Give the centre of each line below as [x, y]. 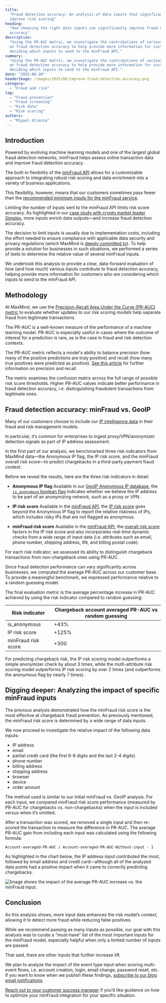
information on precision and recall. [41, 369]
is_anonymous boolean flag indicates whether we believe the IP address [84, 492]
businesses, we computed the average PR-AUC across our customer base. [81, 572]
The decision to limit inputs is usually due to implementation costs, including [83, 233]
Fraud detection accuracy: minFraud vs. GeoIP [78, 409]
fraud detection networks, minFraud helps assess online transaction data [79, 158]
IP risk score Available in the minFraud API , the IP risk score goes [79, 506]
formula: [14, 838]
